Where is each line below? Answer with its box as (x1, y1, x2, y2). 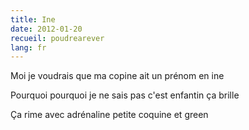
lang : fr (10, 42, 47, 53)
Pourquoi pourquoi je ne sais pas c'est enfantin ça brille (10, 89, 240, 101)
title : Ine (10, 14, 56, 25)
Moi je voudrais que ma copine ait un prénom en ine (10, 70, 225, 82)
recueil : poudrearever (10, 33, 105, 43)
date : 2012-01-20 (10, 24, 83, 34)
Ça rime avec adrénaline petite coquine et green (10, 109, 209, 121)
